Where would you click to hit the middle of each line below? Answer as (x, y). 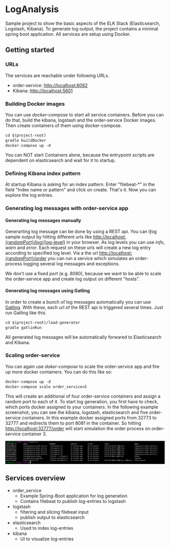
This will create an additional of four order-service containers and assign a (83, 396)
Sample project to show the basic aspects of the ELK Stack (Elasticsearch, (83, 23)
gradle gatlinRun (24, 327)
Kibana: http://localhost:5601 (42, 91)
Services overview (35, 478)
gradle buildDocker (26, 140)
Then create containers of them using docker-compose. (64, 125)
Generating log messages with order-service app (67, 208)
